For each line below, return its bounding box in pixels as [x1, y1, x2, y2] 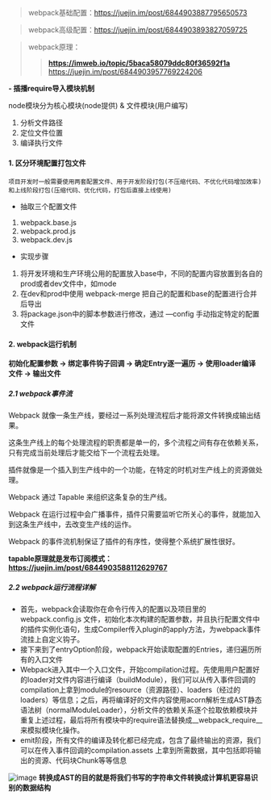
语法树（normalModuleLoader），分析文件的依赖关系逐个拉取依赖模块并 [19, 706, 258, 715]
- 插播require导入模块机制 [8, 84, 95, 93]
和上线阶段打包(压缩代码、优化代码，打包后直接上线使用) [8, 186, 172, 195]
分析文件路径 [19, 118, 63, 128]
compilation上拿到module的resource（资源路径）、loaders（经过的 [19, 685, 241, 695]
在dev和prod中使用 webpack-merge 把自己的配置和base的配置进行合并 [19, 289, 257, 299]
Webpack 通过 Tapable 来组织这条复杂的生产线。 [8, 492, 172, 502]
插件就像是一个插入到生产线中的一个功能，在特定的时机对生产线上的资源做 [8, 465, 256, 475]
